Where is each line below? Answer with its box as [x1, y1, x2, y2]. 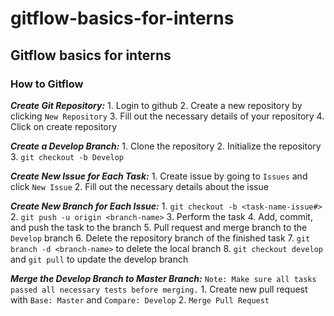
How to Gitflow [10, 77, 84, 91]
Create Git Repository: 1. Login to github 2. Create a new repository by [10, 99, 303, 111]
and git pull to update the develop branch [10, 253, 189, 265]
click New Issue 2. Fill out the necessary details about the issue [10, 180, 269, 192]
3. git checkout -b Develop [10, 150, 124, 162]
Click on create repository [10, 120, 118, 132]
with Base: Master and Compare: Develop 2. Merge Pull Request [10, 293, 270, 306]
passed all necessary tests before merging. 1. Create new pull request [10, 283, 308, 295]
